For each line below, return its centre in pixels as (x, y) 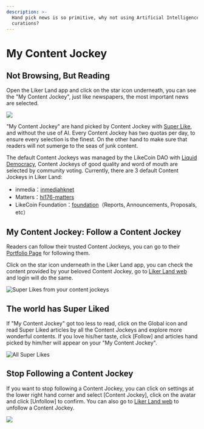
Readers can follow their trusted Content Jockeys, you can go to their (93, 246)
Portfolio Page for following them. (48, 253)
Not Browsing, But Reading (58, 76)
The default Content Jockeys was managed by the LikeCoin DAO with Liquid (102, 158)
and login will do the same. (40, 278)
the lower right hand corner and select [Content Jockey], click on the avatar (101, 395)
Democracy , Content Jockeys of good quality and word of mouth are (92, 164)
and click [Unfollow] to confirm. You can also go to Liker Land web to (93, 401)
